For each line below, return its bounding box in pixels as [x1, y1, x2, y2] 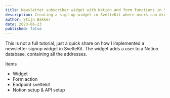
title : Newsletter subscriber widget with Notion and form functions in [5, 7, 162, 13]
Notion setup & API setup [12, 87, 65, 93]
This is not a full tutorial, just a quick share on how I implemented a [5, 40, 145, 46]
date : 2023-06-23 [5, 21, 42, 27]
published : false [5, 26, 42, 31]
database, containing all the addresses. [5, 51, 88, 57]
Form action [12, 76, 38, 82]
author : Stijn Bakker [5, 17, 51, 22]
